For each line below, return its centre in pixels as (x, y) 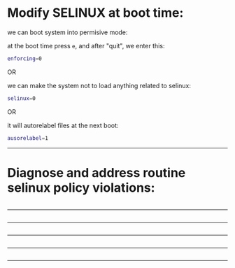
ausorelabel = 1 (28, 138)
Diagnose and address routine (97, 172)
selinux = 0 (22, 98)
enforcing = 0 (24, 58)
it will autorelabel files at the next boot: (63, 125)
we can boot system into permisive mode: (67, 32)
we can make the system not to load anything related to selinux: (99, 85)
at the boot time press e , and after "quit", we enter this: (86, 45)
